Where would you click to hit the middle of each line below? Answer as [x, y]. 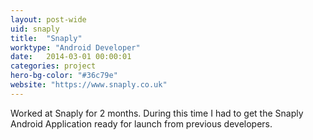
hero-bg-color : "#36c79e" [64, 76]
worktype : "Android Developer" [75, 47]
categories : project [53, 66]
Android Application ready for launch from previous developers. [141, 123]
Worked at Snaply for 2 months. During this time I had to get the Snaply [157, 113]
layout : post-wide [48, 19]
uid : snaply [35, 29]
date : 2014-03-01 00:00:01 [71, 57]
